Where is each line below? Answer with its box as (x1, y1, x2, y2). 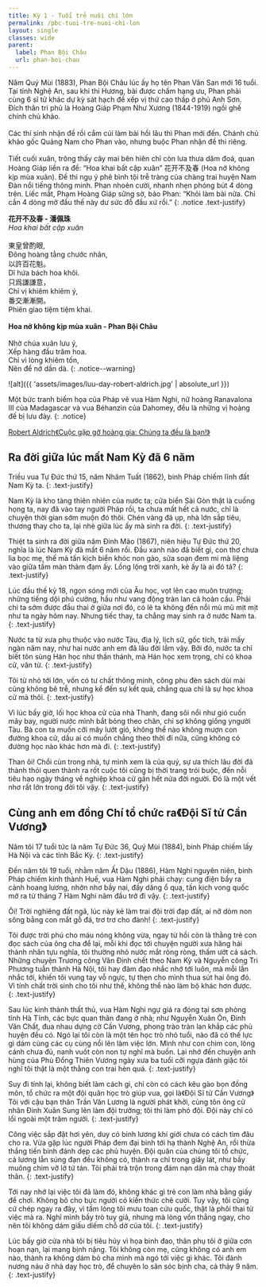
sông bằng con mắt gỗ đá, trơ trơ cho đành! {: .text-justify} (8, 914, 200, 924)
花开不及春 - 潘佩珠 (8, 214, 71, 223)
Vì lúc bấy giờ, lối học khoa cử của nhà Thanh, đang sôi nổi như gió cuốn (8, 708, 246, 717)
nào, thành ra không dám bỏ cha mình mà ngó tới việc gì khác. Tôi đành (8, 1253, 242, 1262)
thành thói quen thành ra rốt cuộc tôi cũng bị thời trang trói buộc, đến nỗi (8, 765, 247, 775)
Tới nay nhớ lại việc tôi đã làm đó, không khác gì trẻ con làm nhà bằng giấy (8, 1187, 253, 1196)
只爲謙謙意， (8, 277, 50, 287)
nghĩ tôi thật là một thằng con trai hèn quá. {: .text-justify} (8, 1064, 196, 1073)
